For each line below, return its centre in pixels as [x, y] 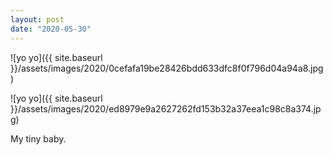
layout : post [37, 19]
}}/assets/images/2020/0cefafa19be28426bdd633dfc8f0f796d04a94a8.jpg [167, 68]
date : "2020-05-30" [51, 29]
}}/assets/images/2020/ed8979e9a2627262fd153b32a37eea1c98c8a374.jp [166, 108]
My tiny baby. [38, 138]
